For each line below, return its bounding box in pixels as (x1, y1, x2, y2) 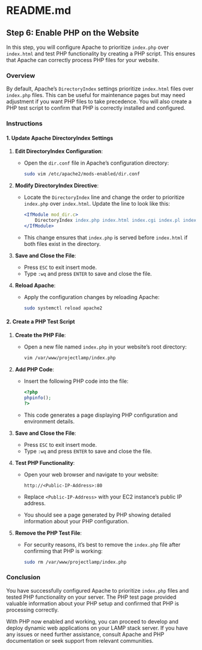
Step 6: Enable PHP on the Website (6, 28, 139, 38)
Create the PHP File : (14, 332, 66, 338)
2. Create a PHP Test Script (6, 318, 75, 326)
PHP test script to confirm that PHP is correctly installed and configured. (6, 104, 186, 112)
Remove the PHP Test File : (14, 529, 82, 537)
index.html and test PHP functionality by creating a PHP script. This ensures (6, 50, 195, 57)
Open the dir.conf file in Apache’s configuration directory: (23, 159, 170, 166)
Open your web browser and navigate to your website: (23, 471, 159, 478)
